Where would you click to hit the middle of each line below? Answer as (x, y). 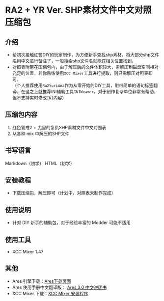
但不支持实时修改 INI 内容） (39, 98)
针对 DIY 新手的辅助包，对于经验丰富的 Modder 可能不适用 (71, 223)
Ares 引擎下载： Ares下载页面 (41, 281)
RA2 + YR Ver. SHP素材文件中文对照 (78, 10)
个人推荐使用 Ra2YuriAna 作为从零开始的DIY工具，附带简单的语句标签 (85, 85)
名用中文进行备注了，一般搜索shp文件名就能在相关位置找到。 (74, 61)
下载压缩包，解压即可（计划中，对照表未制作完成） (64, 193)
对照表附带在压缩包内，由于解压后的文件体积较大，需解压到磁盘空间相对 (85, 67)
